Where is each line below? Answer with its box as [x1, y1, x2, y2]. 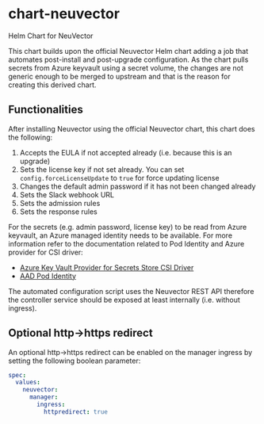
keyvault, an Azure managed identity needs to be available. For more [8, 231, 232, 240]
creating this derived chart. [8, 80, 97, 90]
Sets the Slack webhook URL [19, 189, 115, 199]
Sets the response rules [19, 207, 98, 216]
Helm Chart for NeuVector [8, 31, 94, 40]
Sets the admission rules [19, 198, 101, 208]
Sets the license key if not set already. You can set [19, 164, 185, 174]
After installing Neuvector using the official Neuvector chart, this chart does [8, 124, 255, 133]
